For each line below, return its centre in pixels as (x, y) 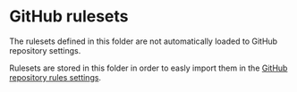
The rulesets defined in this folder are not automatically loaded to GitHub (144, 41)
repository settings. (45, 50)
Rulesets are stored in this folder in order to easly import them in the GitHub (148, 68)
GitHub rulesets (69, 17)
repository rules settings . (55, 77)
